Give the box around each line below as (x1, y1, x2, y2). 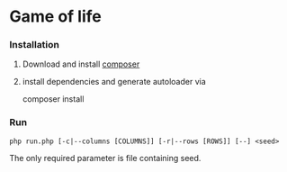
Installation (9, 39, 60, 51)
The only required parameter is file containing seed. (9, 152, 202, 163)
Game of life (9, 6, 102, 27)
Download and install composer (22, 59, 140, 69)
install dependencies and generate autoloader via (22, 77, 207, 87)
